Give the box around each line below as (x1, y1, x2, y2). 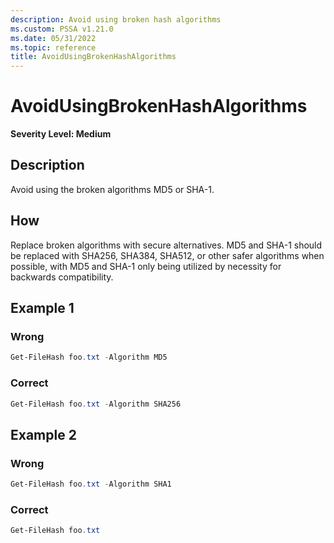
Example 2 (10, 426, 77, 443)
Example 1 (10, 300, 75, 317)
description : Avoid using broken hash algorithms (10, 14, 222, 25)
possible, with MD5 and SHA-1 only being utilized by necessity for (10, 260, 282, 272)
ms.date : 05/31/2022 (10, 33, 97, 43)
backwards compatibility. (10, 271, 114, 283)
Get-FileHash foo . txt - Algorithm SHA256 (10, 399, 182, 409)
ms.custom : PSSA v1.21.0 (10, 24, 114, 34)
